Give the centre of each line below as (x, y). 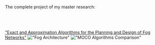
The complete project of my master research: (50, 7)
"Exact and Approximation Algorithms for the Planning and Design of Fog (78, 32)
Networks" (16, 37)
